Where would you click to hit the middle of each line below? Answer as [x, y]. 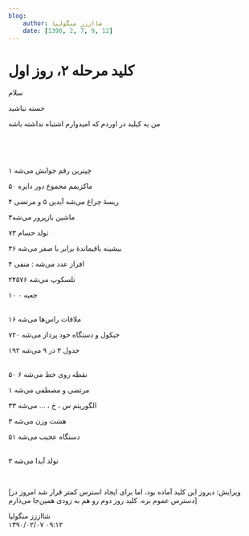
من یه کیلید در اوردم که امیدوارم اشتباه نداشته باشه [84, 124]
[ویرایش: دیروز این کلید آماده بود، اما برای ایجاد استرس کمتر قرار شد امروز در [124, 492]
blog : [17, 16]
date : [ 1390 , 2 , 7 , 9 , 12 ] [68, 31]
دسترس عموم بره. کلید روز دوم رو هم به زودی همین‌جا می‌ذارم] [103, 501]
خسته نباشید [27, 108]
